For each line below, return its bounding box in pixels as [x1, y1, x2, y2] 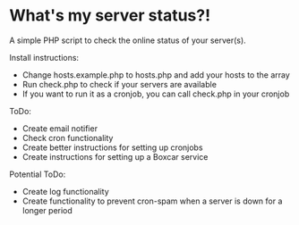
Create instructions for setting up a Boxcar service [21, 151, 209, 162]
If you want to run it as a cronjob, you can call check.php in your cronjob [21, 88, 290, 99]
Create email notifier [21, 122, 98, 134]
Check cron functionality [21, 132, 114, 143]
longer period [21, 204, 73, 215]
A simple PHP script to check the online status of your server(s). [9, 35, 246, 46]
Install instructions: [9, 52, 79, 62]
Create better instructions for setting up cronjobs [21, 142, 203, 153]
